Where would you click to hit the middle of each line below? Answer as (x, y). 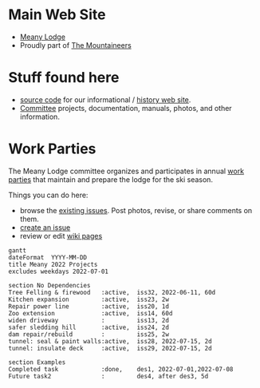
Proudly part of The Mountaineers (75, 45)
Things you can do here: (48, 195)
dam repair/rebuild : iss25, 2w (89, 334)
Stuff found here (64, 78)
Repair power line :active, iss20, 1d (89, 306)
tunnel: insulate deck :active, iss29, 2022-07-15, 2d (110, 348)
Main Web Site (57, 15)
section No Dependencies (49, 285)
